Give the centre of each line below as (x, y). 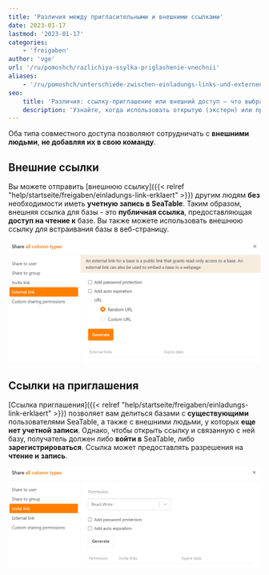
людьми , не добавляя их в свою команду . (82, 142)
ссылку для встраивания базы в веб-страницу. (89, 229)
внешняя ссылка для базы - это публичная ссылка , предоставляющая (130, 212)
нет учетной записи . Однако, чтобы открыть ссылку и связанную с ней (132, 430)
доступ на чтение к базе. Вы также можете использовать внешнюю (126, 221)
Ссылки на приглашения (74, 386)
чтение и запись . (38, 456)
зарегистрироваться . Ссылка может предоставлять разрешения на (126, 447)
